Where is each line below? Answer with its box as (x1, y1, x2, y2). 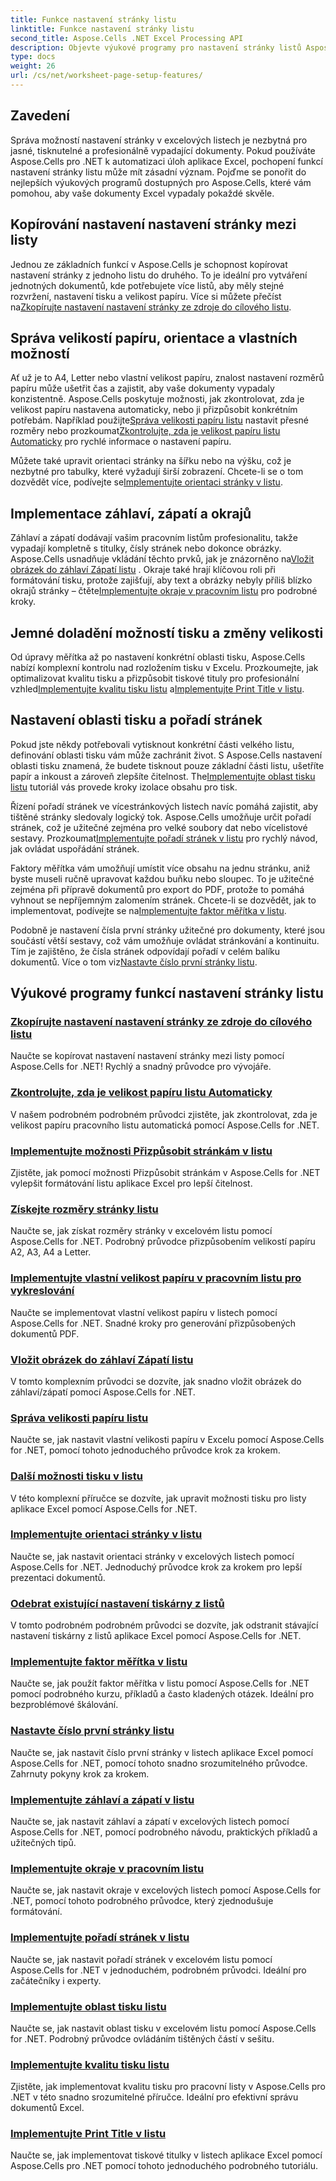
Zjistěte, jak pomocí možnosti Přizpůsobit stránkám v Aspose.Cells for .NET (10, 1167, 321, 1179)
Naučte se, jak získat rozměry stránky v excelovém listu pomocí (10, 1225, 273, 1237)
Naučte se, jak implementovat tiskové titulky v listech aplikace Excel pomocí (10, 2149, 323, 2161)
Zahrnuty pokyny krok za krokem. (10, 1767, 150, 1780)
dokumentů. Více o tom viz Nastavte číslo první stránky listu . (10, 956, 258, 968)
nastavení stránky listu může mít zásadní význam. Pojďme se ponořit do (10, 166, 307, 178)
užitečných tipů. (10, 1837, 77, 1848)
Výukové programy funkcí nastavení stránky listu (10, 985, 324, 1002)
